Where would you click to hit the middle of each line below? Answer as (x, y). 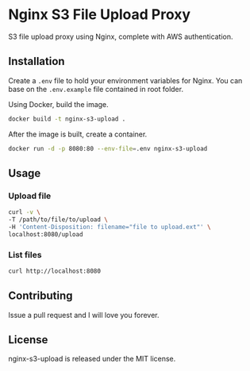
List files (25, 254)
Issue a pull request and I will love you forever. (84, 315)
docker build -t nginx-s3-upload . (67, 119)
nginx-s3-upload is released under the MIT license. (92, 359)
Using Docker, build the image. (58, 104)
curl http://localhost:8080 (55, 271)
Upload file (30, 196)
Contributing (40, 296)
